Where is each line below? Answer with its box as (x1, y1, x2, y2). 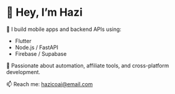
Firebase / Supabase (14, 50, 67, 57)
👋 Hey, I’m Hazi (6, 5, 83, 19)
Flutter (14, 37, 32, 44)
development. (6, 68, 40, 75)
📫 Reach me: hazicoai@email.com (6, 80, 93, 87)
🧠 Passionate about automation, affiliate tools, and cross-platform (6, 62, 170, 69)
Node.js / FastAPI (14, 44, 59, 51)
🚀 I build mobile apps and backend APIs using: (6, 25, 122, 33)
